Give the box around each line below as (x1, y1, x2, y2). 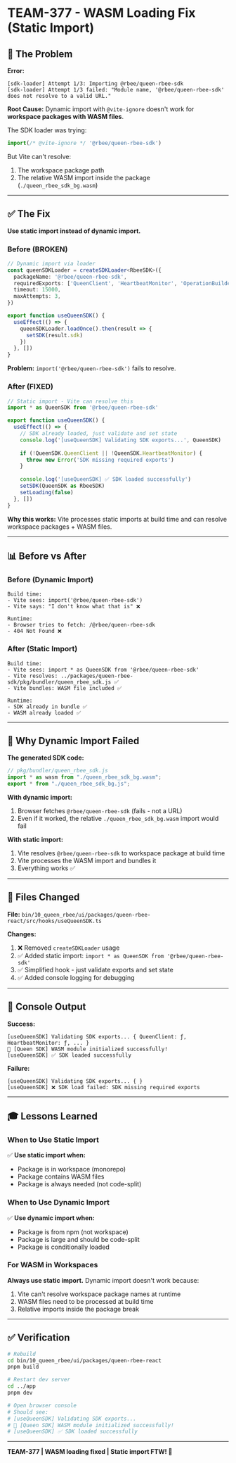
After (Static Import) (7, 644, 78, 654)
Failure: (7, 1064, 30, 1072)
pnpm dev (7, 1389, 33, 1397)
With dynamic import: (7, 793, 72, 801)
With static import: (7, 835, 63, 843)
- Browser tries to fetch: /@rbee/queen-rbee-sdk (7, 622, 156, 629)
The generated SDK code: (7, 753, 84, 762)
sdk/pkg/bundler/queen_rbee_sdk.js (7, 678, 112, 686)
